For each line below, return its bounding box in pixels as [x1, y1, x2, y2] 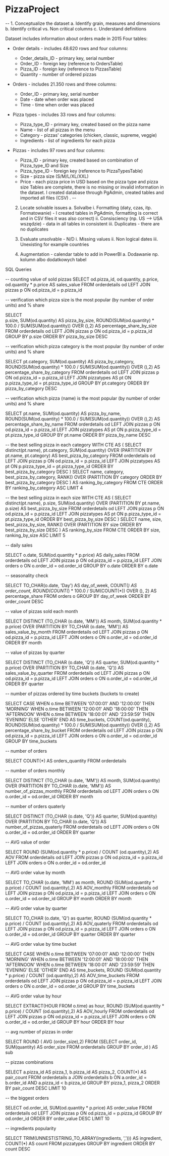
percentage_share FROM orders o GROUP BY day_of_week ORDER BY [5, 593, 151, 599]
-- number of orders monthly [5, 767, 65, 774]
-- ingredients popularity [5, 1125, 57, 1131]
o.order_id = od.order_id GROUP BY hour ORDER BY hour [5, 1019, 125, 1025]
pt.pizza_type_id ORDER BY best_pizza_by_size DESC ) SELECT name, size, [5, 516, 162, 522]
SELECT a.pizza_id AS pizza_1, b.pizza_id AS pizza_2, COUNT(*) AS [5, 1069, 147, 1075]
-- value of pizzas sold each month [5, 608, 78, 614]
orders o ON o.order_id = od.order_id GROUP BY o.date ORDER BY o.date [5, 562, 158, 568]
